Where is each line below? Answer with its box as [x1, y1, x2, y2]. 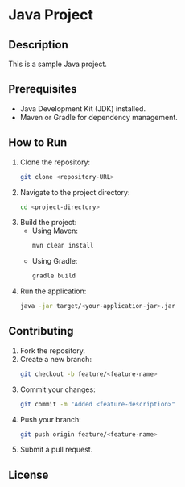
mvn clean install [31, 242, 94, 250]
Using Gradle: [31, 256, 78, 266]
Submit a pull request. [19, 445, 93, 455]
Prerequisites [8, 82, 77, 96]
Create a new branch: [19, 354, 92, 364]
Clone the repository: [19, 157, 91, 167]
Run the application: [19, 286, 87, 296]
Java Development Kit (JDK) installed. [19, 103, 146, 114]
